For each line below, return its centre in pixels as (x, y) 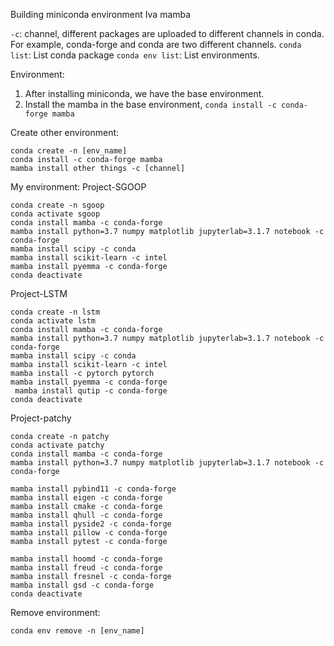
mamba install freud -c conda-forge (86, 568)
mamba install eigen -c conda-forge (86, 498)
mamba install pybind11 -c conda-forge (93, 489)
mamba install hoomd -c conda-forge (86, 559)
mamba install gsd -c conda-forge (82, 585)
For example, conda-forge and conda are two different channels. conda (156, 44)
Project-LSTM (39, 293)
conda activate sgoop (55, 214)
